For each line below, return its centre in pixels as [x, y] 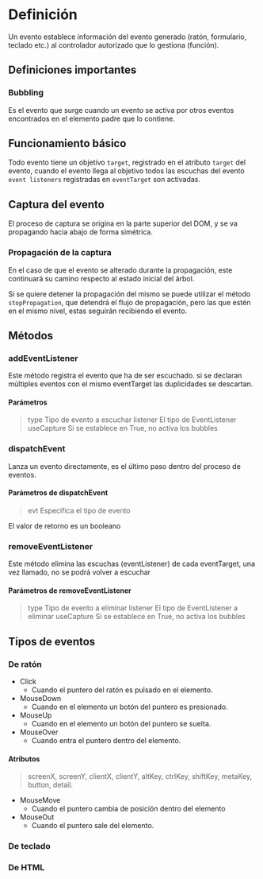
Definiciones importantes [72, 70]
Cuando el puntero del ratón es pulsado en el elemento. [122, 690]
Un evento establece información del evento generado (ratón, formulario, [128, 37]
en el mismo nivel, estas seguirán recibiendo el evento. [98, 311]
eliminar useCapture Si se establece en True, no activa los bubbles [136, 617]
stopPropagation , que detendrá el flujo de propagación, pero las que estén [130, 302]
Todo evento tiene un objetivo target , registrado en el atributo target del [127, 163]
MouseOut [37, 817]
